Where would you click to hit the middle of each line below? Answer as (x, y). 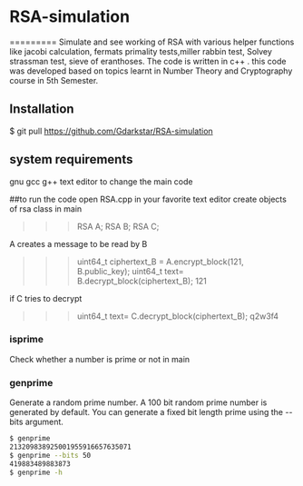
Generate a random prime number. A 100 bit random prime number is (138, 402)
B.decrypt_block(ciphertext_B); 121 (142, 281)
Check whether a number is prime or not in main (100, 359)
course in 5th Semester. (54, 80)
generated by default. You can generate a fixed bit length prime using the (147, 412)
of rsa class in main (46, 208)
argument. (44, 422)
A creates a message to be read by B (78, 243)
